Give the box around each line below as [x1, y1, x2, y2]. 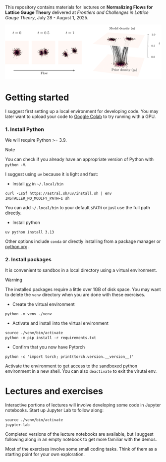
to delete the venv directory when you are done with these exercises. [5, 292, 145, 298]
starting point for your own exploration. [5, 451, 85, 458]
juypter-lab [5, 422, 30, 428]
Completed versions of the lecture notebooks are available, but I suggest [5, 431, 154, 437]
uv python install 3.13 [5, 230, 55, 234]
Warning [5, 277, 22, 283]
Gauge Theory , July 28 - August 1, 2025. [5, 15, 89, 20]
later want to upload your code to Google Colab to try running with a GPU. [5, 114, 156, 119]
